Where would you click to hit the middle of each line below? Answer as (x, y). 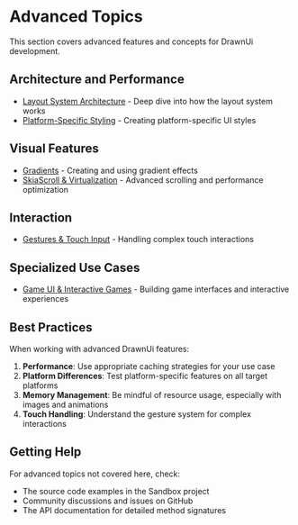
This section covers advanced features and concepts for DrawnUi (131, 41)
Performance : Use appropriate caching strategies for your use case (149, 366)
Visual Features (54, 149)
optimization (45, 189)
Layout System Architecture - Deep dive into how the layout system (147, 101)
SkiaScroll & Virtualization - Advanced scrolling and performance (143, 180)
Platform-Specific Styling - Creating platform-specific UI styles (139, 120)
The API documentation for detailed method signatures (124, 510)
